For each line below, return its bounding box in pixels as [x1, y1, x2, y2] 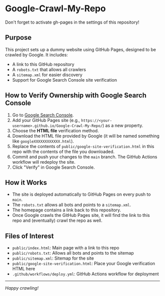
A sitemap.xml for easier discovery [12, 72, 82, 78]
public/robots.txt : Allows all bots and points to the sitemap [12, 250, 134, 256]
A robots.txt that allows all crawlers [12, 66, 86, 72]
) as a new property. [102, 122, 143, 128]
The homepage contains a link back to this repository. [12, 207, 121, 213]
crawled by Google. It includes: [5, 52, 68, 58]
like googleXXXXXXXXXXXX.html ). [12, 138, 74, 144]
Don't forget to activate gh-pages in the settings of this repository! [5, 19, 139, 25]
